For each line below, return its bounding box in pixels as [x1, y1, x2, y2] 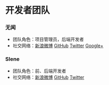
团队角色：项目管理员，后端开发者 [12, 36, 84, 42]
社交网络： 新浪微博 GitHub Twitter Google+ [12, 42, 104, 49]
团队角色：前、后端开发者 [12, 68, 66, 74]
